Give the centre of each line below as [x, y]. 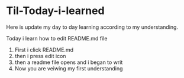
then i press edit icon [40, 56]
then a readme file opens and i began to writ [69, 62]
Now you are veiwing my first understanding [69, 68]
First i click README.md [44, 50]
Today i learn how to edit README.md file [57, 38]
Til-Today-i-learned [55, 11]
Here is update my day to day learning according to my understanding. [92, 27]
